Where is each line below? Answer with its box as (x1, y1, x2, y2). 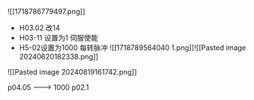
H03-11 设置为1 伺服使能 (18, 33, 99, 42)
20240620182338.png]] (18, 52, 99, 61)
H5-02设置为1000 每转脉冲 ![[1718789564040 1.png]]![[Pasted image (18, 43, 247, 52)
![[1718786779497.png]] (7, 7, 85, 16)
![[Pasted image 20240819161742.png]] (7, 67, 137, 76)
